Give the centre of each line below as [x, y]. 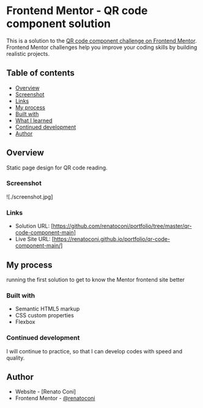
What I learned [34, 120]
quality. [16, 358]
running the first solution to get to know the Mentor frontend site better [96, 279]
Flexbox [25, 322]
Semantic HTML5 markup [47, 309]
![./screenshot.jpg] [30, 196]
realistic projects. [28, 53]
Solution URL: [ [34, 226]
